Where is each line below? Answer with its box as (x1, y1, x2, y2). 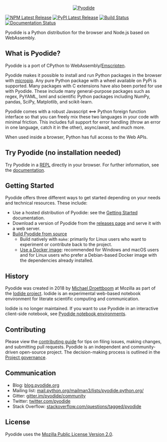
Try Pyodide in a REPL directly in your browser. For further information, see (5, 162, 160, 168)
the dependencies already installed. (19, 257, 94, 264)
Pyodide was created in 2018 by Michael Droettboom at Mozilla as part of (5, 285, 156, 291)
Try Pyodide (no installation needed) (5, 148, 121, 157)
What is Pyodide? (5, 49, 61, 58)
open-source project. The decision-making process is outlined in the (19, 349, 161, 355)
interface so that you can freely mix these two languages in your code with (5, 113, 159, 119)
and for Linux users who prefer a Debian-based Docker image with (19, 252, 157, 258)
